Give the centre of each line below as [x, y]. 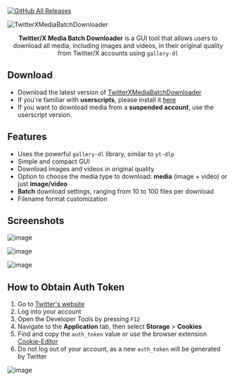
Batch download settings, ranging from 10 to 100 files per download [116, 191]
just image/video [43, 184]
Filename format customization [62, 199]
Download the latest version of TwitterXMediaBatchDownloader [109, 92]
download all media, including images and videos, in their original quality [118, 45]
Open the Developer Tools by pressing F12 [79, 319]
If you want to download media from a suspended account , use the [116, 107]
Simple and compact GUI [53, 161]
